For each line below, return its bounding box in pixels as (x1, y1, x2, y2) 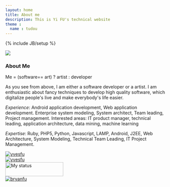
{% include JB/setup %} (5, 40, 56, 46)
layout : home (5, 7, 33, 13)
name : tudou (10, 26, 38, 32)
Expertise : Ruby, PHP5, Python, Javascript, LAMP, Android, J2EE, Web (5, 131, 153, 137)
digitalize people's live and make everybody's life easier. (5, 95, 124, 101)
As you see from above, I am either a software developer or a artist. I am (5, 84, 157, 90)
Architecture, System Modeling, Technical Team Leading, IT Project (5, 136, 147, 142)
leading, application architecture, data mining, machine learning (5, 120, 139, 127)
